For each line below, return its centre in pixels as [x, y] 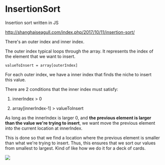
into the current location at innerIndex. [44, 128]
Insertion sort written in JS [32, 23]
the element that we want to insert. [40, 56]
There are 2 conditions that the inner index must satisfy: [62, 89]
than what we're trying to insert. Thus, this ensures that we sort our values [80, 143]
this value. [15, 80]
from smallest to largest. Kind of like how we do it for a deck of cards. [75, 148]
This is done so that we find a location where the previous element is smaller [82, 137]
